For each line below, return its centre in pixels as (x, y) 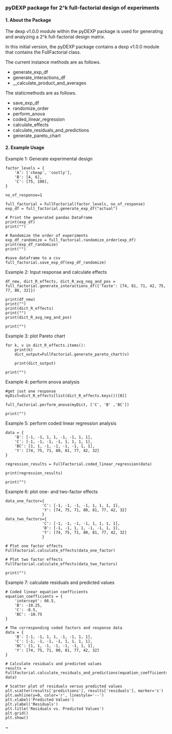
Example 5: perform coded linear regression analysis (61, 423)
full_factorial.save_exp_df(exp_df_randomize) (56, 263)
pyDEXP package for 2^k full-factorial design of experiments (82, 8)
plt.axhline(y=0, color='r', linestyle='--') (55, 695)
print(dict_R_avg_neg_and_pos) (39, 317)
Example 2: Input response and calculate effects (56, 272)
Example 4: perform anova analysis (42, 382)
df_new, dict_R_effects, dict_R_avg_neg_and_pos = (60, 281)
